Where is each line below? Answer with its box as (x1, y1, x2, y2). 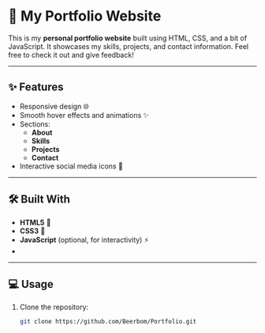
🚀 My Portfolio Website (8, 7, 162, 25)
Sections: (19, 119, 50, 129)
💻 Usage (8, 277, 54, 291)
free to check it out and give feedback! (8, 50, 134, 59)
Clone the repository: (19, 302, 89, 312)
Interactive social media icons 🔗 (19, 161, 124, 171)
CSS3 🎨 (19, 225, 46, 236)
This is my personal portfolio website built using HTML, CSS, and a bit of (8, 33, 247, 43)
